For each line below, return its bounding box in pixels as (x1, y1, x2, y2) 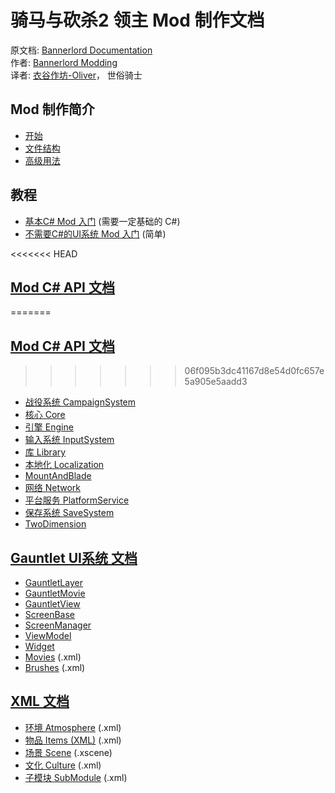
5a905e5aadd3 (184, 376, 248, 388)
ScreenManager (24, 619, 92, 631)
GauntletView (24, 598, 81, 610)
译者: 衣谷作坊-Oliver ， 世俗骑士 (10, 69, 143, 81)
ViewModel (24, 630, 72, 641)
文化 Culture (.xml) (24, 759, 102, 771)
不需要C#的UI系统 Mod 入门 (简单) (24, 227, 167, 240)
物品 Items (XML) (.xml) (24, 734, 122, 746)
